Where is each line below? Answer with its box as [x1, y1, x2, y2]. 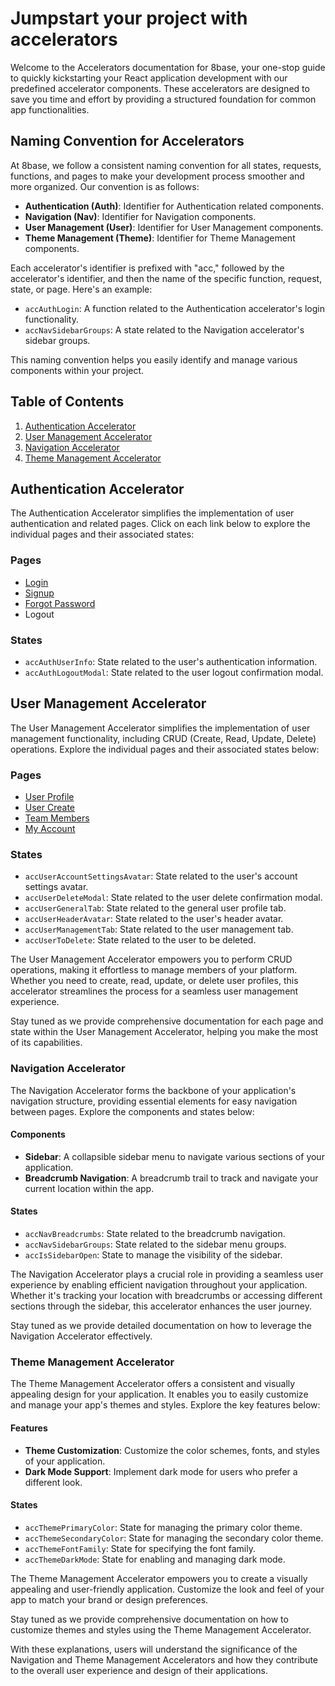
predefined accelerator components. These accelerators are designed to [10, 82, 310, 94]
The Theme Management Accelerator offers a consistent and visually [10, 1378, 296, 1390]
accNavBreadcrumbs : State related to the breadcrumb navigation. [24, 1228, 286, 1240]
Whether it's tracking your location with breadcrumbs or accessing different [10, 1290, 323, 1302]
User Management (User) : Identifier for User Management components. [24, 221, 324, 233]
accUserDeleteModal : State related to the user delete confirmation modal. [24, 892, 323, 904]
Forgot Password [24, 597, 96, 609]
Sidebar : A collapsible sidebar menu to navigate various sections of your [24, 1150, 325, 1162]
